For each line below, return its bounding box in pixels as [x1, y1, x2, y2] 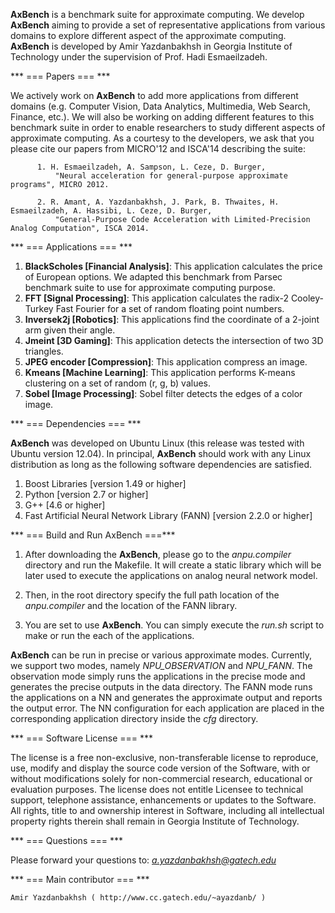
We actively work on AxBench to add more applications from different [10, 90, 299, 101]
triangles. [24, 345, 64, 357]
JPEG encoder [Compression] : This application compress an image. [24, 356, 308, 368]
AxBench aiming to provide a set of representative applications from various [10, 19, 326, 31]
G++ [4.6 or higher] [24, 499, 106, 511]
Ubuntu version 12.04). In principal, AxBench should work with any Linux [10, 448, 312, 459]
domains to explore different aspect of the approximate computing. [10, 30, 287, 41]
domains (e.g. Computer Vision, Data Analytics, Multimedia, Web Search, [10, 100, 311, 112]
